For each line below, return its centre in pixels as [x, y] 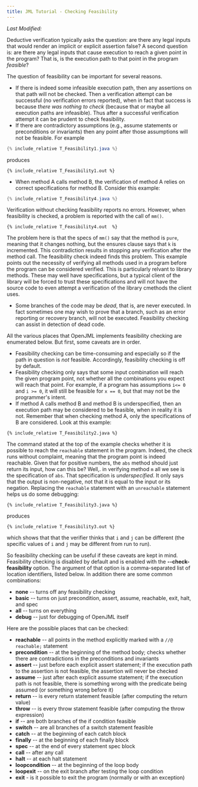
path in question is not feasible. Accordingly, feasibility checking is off [100, 360]
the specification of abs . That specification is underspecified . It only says [95, 476]
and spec [27, 604]
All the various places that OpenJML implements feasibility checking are [94, 336]
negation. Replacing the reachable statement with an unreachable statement [98, 488]
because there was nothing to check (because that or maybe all [93, 106]
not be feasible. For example [50, 138]
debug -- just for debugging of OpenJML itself [72, 617]
